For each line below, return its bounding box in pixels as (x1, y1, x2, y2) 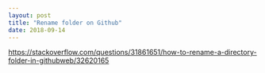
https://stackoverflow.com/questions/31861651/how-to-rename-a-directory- (8, 48, 257, 57)
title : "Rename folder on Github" (8, 19, 123, 27)
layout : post (8, 11, 52, 20)
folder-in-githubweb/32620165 (8, 56, 109, 65)
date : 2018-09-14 (8, 26, 66, 34)
